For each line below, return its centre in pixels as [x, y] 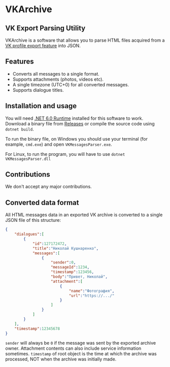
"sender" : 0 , [63, 262]
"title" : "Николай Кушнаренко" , [65, 248]
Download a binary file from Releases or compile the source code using [80, 123]
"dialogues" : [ [29, 235]
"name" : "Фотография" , [92, 291]
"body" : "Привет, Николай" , [79, 277]
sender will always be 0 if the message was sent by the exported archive [81, 343]
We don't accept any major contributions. [49, 187]
